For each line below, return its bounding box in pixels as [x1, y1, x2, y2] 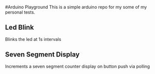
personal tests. [5, 9, 35, 15]
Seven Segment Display [5, 51, 80, 59]
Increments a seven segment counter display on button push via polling [5, 63, 150, 69]
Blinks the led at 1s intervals [5, 36, 62, 42]
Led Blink [5, 23, 34, 32]
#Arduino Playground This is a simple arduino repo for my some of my [5, 4, 147, 10]
